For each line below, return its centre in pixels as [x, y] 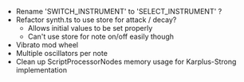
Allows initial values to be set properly [90, 28]
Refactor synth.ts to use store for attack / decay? [96, 20]
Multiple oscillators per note [61, 53]
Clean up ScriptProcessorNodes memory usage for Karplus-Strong [126, 61]
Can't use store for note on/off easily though [100, 36]
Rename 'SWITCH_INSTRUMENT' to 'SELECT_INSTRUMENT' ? [119, 11]
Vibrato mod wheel [47, 45]
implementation [41, 70]
